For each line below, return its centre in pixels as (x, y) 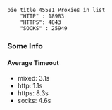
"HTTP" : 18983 (42, 16)
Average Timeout (33, 62)
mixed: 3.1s (33, 78)
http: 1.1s (30, 86)
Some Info (25, 46)
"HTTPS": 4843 (41, 22)
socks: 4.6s (34, 101)
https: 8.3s (33, 93)
